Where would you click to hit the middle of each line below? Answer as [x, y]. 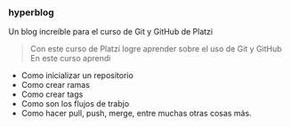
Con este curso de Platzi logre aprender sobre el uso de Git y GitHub [156, 49]
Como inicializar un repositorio [77, 75]
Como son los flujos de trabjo [75, 104]
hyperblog [31, 12]
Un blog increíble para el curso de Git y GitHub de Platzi [111, 32]
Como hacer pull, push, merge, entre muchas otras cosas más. [136, 114]
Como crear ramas [56, 85]
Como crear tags [52, 94]
